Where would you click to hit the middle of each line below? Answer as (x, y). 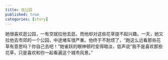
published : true (22, 14)
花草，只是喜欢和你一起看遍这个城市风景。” (49, 52)
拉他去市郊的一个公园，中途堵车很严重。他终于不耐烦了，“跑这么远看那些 (81, 40)
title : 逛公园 (19, 10)
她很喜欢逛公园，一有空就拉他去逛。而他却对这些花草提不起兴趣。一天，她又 (84, 34)
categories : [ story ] (27, 19)
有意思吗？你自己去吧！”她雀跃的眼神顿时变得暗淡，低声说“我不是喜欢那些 (86, 46)
